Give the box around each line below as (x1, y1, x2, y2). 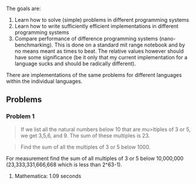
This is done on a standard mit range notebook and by (54, 41, 185, 48)
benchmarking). (14, 41, 53, 48)
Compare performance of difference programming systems (14, 35, 158, 42)
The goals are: (6, 5, 41, 12)
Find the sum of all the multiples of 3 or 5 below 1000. (20, 143, 151, 150)
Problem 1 (6, 112, 35, 121)
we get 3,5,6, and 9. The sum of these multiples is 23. (20, 132, 150, 139)
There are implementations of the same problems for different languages (6, 72, 182, 78)
